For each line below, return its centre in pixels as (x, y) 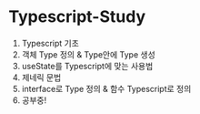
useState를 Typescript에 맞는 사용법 (87, 66)
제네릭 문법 (41, 77)
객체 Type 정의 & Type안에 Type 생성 (88, 54)
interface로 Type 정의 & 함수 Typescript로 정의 (106, 88)
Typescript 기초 (50, 43)
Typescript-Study (77, 17)
